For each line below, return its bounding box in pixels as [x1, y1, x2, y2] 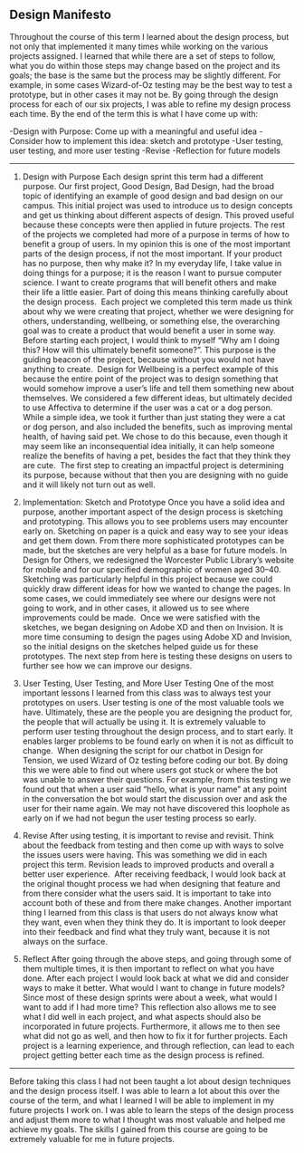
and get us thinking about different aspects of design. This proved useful [22, 209, 295, 220]
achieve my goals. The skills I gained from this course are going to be [9, 1123, 269, 1135]
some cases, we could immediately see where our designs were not [22, 592, 276, 603]
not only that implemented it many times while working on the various [9, 41, 269, 52]
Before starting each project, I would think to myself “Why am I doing [22, 334, 280, 345]
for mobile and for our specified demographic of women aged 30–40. [22, 563, 282, 574]
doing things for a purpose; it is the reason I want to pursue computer [22, 267, 282, 278]
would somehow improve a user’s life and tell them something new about [22, 382, 295, 393]
